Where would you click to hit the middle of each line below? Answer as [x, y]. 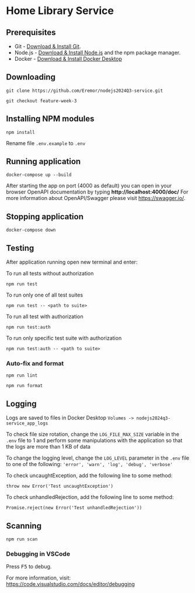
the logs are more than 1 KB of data [48, 447]
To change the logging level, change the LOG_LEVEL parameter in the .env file [98, 458]
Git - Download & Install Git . [48, 46]
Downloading [31, 77]
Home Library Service [60, 11]
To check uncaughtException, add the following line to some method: [89, 475]
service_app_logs [27, 423]
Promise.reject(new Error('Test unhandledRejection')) [74, 508]
